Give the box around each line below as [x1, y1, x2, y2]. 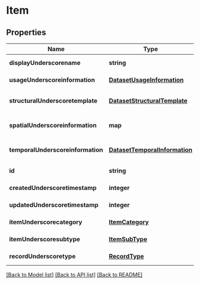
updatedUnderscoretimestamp [9, 201, 99, 209]
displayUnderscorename [9, 59, 81, 67]
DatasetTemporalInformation [108, 146, 192, 154]
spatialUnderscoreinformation [9, 121, 97, 129]
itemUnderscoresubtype [9, 235, 80, 243]
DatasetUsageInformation [108, 76, 184, 84]
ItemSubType [108, 235, 148, 243]
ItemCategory [108, 218, 149, 226]
